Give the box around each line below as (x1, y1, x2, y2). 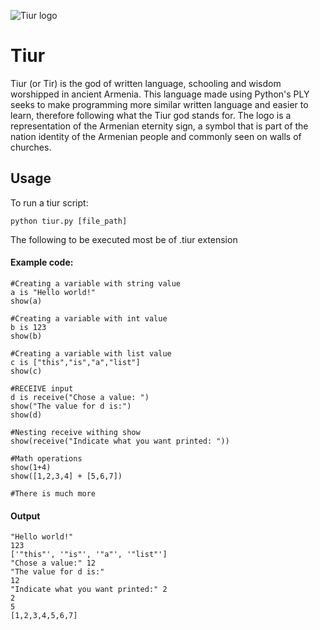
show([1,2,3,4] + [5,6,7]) (10, 471, 123, 481)
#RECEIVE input (10, 383, 74, 394)
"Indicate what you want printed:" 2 (10, 585, 168, 595)
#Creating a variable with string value (10, 278, 182, 289)
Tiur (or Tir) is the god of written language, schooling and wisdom (10, 77, 282, 89)
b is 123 (10, 322, 47, 332)
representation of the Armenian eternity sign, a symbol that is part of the (10, 120, 309, 132)
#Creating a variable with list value (10, 348, 172, 359)
